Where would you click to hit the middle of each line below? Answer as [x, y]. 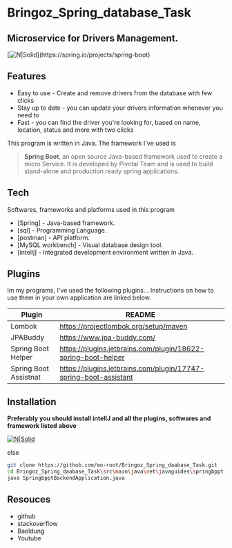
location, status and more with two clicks [75, 130]
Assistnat [26, 378]
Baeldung [31, 531]
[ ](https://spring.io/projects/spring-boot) [79, 55]
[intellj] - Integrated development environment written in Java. [105, 252]
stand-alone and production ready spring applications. [101, 171]
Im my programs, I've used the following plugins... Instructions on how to [110, 291]
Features [27, 76]
